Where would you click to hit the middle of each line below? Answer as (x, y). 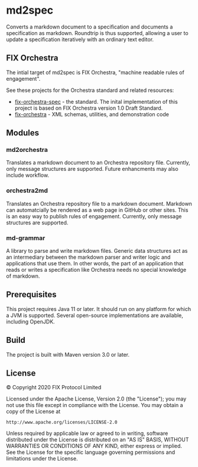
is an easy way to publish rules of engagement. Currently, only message (94, 216)
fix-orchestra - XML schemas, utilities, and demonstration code (92, 114)
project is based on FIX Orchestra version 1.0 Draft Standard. (89, 108)
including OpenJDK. (30, 322)
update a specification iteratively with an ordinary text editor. (80, 39)
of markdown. (23, 276)
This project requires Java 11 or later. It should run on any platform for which (98, 309)
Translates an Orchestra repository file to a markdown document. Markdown (99, 204)
